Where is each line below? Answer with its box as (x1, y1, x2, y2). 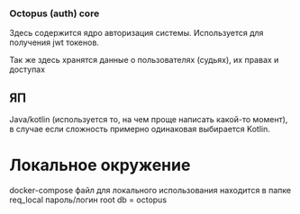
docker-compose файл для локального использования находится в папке (9, 185, 291, 196)
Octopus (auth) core (9, 7, 100, 20)
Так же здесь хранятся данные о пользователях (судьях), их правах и (9, 55, 279, 66)
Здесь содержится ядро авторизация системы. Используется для (9, 28, 264, 39)
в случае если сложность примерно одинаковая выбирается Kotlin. (9, 124, 270, 135)
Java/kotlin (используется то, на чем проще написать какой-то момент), (9, 114, 288, 125)
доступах (9, 64, 46, 75)
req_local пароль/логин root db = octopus (9, 194, 168, 205)
